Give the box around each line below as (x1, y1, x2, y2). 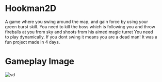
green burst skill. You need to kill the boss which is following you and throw (5, 23, 155, 29)
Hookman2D (5, 3, 57, 14)
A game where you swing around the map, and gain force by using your (5, 19, 148, 24)
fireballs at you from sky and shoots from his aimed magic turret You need (5, 29, 153, 35)
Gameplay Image (5, 56, 75, 67)
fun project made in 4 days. (5, 39, 60, 45)
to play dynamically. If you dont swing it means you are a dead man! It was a (5, 34, 158, 40)
